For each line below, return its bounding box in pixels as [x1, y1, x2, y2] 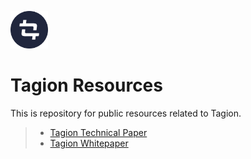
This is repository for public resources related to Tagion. [10, 107, 242, 119]
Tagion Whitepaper [49, 137, 129, 149]
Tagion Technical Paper [49, 126, 148, 138]
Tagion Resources [10, 74, 163, 97]
